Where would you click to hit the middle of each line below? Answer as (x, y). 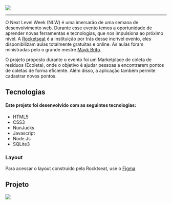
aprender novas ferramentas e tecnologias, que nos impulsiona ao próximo (84, 33)
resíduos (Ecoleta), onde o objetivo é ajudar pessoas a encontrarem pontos (85, 65)
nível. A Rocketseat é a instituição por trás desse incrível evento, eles (78, 39)
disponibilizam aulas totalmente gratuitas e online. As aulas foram (74, 44)
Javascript (24, 133)
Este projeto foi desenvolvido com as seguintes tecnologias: (71, 105)
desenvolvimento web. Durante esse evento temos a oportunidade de (79, 28)
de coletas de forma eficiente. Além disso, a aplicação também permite (81, 70)
